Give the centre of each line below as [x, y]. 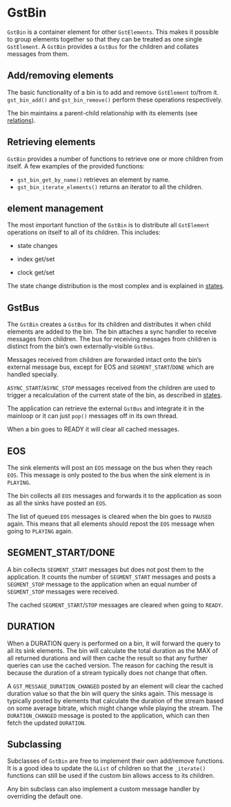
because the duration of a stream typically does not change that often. [108, 672]
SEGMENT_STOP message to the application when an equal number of [102, 584]
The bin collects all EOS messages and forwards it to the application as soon [114, 496]
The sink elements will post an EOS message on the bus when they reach [110, 467]
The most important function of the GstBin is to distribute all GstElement [108, 225]
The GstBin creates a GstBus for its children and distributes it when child [109, 324]
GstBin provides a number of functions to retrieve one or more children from [115, 159]
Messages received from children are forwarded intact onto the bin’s [104, 360]
